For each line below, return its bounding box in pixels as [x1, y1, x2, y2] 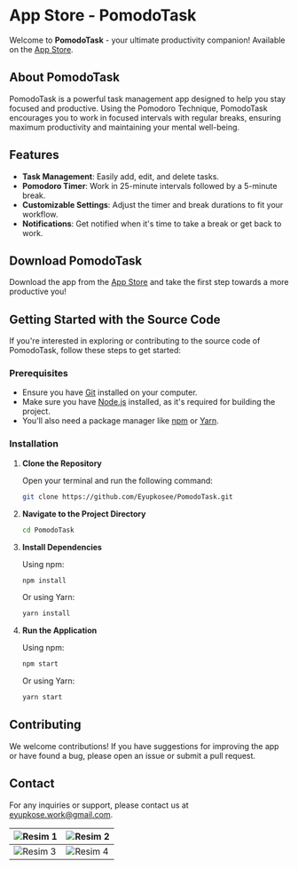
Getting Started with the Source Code [9, 312, 221, 327]
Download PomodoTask [9, 253, 143, 268]
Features [9, 147, 59, 162]
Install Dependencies [21, 541, 102, 552]
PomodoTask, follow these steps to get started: [9, 345, 182, 356]
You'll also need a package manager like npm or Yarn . [21, 415, 219, 426]
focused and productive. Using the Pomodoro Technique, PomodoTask [9, 103, 268, 114]
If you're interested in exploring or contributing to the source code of [9, 336, 261, 346]
